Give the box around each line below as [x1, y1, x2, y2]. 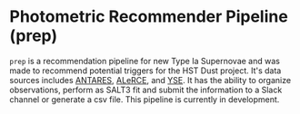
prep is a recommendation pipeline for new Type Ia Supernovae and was [9, 55, 280, 66]
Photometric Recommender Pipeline [9, 6, 288, 27]
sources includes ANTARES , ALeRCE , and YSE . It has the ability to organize [9, 74, 292, 85]
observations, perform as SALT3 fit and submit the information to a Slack [9, 84, 283, 95]
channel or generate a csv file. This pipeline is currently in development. [9, 93, 280, 105]
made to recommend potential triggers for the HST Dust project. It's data [9, 65, 282, 76]
